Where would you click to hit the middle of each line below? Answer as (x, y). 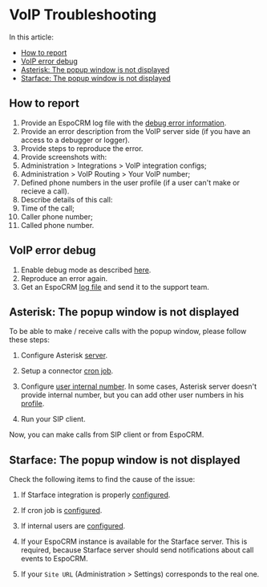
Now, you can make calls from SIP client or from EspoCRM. (107, 434)
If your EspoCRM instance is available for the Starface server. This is (134, 542)
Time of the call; (48, 208)
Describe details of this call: (67, 199)
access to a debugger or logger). (75, 140)
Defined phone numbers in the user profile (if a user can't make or (130, 182)
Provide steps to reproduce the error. (82, 148)
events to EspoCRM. (54, 559)
